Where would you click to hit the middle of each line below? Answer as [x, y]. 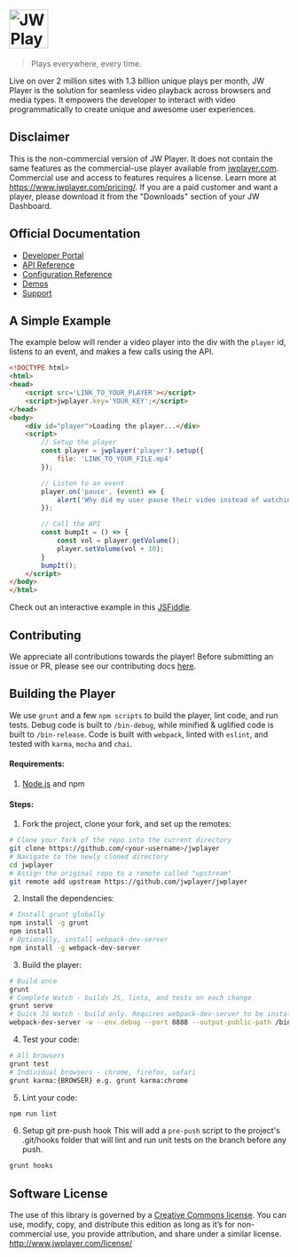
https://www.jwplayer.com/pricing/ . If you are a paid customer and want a [144, 187]
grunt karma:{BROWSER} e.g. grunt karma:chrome [99, 1080]
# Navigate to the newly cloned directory [89, 857]
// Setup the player [79, 443]
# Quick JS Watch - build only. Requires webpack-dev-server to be [137, 1014]
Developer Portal [53, 255]
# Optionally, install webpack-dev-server [89, 940]
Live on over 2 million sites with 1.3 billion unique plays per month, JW [137, 81]
